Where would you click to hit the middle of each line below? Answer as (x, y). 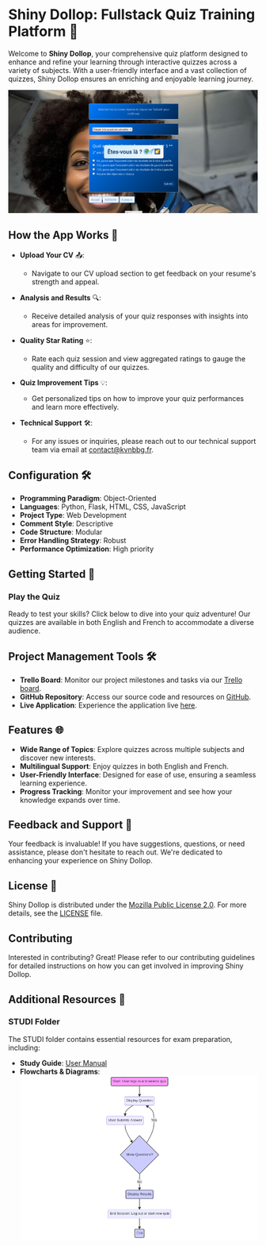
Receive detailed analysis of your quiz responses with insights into (140, 316)
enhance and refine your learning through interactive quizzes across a (123, 62)
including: (25, 1047)
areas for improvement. (70, 324)
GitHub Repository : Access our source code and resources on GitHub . (135, 696)
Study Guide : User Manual (63, 1063)
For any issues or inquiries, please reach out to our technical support (144, 441)
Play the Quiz (34, 596)
